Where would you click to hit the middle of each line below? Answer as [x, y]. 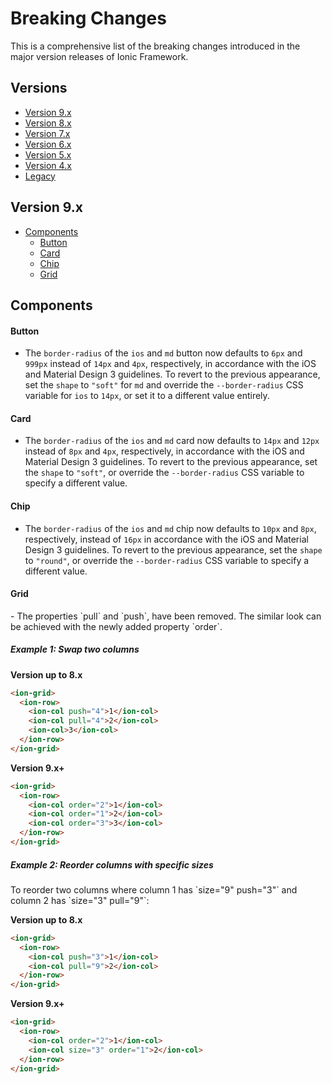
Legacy [40, 176]
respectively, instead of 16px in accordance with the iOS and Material [166, 539]
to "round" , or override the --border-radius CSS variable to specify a [167, 560]
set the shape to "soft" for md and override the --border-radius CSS [164, 385]
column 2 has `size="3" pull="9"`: [80, 900]
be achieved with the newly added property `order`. [116, 626]
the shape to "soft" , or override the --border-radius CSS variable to [164, 473]
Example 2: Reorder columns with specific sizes [112, 864]
